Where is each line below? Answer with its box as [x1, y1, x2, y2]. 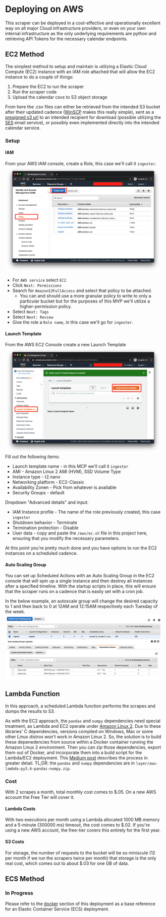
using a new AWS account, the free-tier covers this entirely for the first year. [5, 827, 161, 833]
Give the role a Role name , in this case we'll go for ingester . [12, 319, 133, 325]
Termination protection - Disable [12, 525, 79, 531]
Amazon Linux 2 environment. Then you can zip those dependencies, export [5, 744, 161, 750]
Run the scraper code [12, 88, 57, 95]
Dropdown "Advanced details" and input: [5, 499, 89, 505]
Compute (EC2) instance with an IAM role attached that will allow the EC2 [5, 69, 155, 75]
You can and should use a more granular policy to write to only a [19, 293, 152, 299]
